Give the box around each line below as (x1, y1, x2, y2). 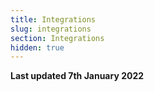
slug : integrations (10, 24, 92, 34)
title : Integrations (10, 14, 97, 25)
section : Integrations (10, 33, 105, 43)
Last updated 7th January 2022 (10, 70, 145, 82)
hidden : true (10, 42, 65, 53)
